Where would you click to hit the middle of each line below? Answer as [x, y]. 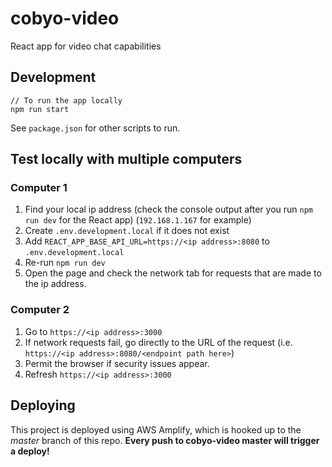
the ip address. [55, 284]
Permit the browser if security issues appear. [117, 363]
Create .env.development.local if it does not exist [127, 231]
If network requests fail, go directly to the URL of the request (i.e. [158, 342]
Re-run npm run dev [65, 263]
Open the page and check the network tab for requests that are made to [173, 273]
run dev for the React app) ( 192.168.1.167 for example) [138, 220]
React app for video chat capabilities [86, 46]
